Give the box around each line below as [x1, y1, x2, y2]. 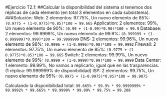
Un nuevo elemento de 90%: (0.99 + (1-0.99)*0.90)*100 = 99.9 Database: [5, 25, 161, 31]
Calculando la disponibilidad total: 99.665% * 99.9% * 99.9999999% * [5, 83, 145, 89]
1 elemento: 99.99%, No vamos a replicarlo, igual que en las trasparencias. [5, 62, 159, 68]
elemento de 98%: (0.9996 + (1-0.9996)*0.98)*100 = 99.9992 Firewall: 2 [5, 41, 156, 47]
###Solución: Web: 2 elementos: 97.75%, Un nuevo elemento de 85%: [5, 15, 150, 20]
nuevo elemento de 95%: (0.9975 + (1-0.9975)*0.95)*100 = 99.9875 [5, 73, 148, 79]
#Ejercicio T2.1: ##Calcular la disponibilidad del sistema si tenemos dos [5, 4, 152, 10]
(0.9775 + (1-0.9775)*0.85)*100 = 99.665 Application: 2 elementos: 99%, [5, 20, 158, 26]
